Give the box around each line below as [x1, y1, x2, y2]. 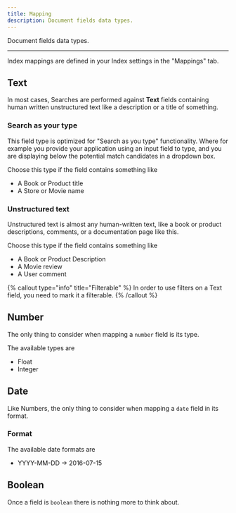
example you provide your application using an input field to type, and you [7, 144, 223, 152]
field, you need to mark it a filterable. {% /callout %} [7, 290, 158, 299]
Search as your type [7, 120, 78, 130]
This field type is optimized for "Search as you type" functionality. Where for [7, 137, 228, 145]
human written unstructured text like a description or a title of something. [7, 103, 219, 111]
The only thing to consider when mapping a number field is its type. [7, 330, 199, 338]
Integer [17, 364, 39, 373]
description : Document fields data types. [7, 17, 133, 24]
